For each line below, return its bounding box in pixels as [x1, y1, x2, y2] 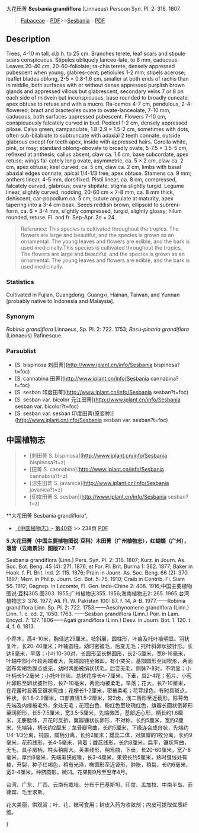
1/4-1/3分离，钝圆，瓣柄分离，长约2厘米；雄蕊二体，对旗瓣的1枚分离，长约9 [6, 731, 192, 738]
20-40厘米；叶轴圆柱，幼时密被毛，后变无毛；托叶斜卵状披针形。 [26, 642, 188, 649]
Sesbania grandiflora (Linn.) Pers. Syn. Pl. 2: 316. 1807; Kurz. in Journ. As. [6, 556, 186, 563]
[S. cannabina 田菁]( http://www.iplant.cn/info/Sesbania [14, 375, 149, 382]
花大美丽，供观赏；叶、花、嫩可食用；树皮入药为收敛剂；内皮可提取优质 [6, 801, 182, 808]
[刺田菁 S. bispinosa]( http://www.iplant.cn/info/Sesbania [29, 452, 168, 459]
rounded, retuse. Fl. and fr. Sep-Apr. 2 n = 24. [6, 213, 116, 221]
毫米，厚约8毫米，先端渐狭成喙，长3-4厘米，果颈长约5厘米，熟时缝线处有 [6, 754, 188, 761]
